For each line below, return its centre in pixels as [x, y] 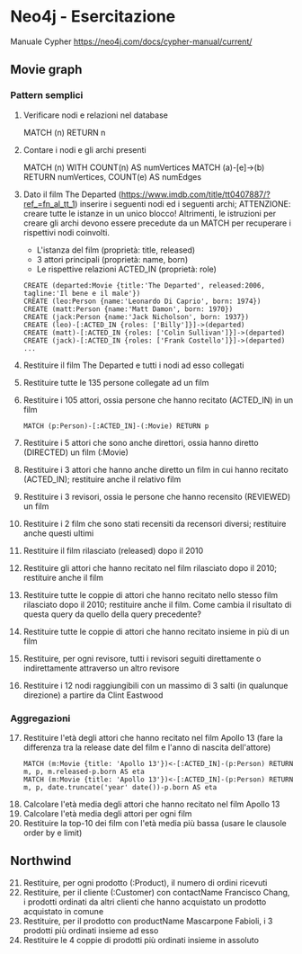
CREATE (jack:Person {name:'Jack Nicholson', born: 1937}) [136, 317]
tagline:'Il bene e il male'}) [82, 293]
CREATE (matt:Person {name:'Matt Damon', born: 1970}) [128, 309]
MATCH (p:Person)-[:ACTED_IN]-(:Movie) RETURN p [116, 426]
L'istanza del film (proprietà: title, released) [116, 250]
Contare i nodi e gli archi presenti [84, 149]
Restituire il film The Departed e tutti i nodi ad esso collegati [133, 365]
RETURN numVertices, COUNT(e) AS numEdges [112, 176]
